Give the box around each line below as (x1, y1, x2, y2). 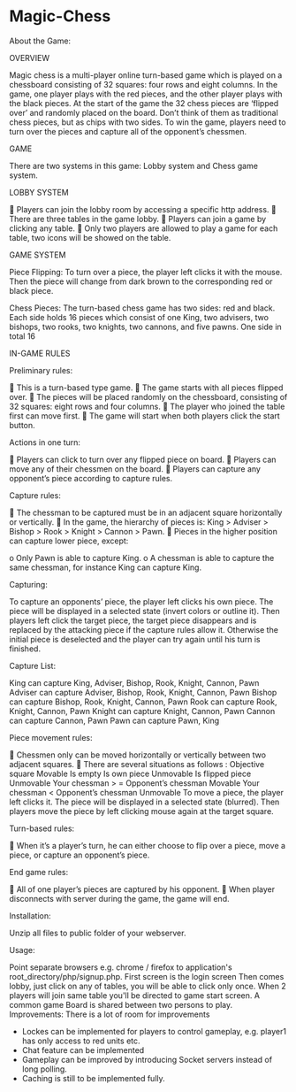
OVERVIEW (9, 52, 50, 63)
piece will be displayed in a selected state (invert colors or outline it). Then (9, 605, 280, 616)
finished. (9, 643, 42, 654)
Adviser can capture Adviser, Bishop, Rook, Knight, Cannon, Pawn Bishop (9, 687, 277, 697)
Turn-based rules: (9, 823, 75, 834)
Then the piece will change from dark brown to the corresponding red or (9, 276, 273, 287)
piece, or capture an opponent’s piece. (9, 850, 150, 860)
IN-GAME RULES (9, 348, 71, 358)
